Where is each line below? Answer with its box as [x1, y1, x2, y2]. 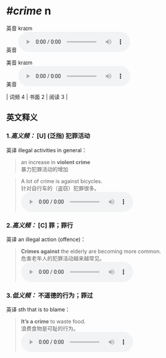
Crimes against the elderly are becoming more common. [20, 248, 161, 255]
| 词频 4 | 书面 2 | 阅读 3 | [6, 93, 68, 100]
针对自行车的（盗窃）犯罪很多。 [20, 184, 100, 192]
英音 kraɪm [6, 24, 33, 32]
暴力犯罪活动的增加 [20, 165, 69, 172]
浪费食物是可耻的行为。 [20, 325, 79, 332]
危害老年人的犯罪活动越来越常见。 [20, 255, 105, 262]
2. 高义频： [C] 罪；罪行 [6, 221, 73, 229]
